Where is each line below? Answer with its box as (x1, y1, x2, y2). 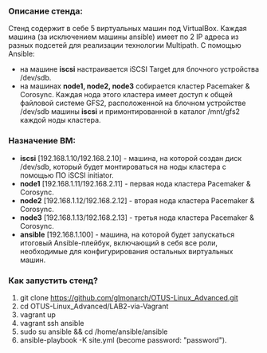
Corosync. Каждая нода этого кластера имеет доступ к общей (19, 90, 234, 100)
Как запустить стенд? (8, 275, 98, 286)
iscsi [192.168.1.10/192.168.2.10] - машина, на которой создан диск (19, 153, 241, 163)
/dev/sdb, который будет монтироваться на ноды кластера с (19, 162, 227, 171)
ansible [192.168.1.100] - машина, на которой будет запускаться (19, 229, 235, 239)
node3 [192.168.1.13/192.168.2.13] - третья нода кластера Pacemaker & (19, 213, 255, 222)
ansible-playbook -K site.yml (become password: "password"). (19, 335, 227, 344)
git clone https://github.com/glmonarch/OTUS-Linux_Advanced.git (19, 292, 239, 302)
